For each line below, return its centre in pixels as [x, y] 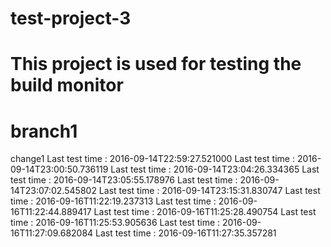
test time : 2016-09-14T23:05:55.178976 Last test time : [124, 180]
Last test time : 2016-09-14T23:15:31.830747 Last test [209, 191]
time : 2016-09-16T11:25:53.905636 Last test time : [115, 223]
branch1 [44, 131]
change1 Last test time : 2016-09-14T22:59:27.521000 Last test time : [152, 159]
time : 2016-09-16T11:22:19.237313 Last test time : [113, 201]
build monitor [67, 85]
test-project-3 [71, 18]
